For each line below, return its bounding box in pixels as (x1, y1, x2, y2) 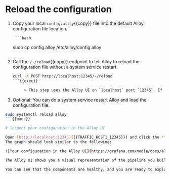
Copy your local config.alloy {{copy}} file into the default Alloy (12, 20, 144, 26)
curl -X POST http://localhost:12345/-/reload (12, 73, 113, 79)
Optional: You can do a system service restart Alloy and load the (12, 97, 147, 103)
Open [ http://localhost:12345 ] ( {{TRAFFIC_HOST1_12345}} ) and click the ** (5, 135, 166, 140)
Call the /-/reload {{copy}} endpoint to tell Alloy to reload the (12, 58, 140, 64)
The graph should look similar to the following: (5, 140, 112, 145)
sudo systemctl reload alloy (5, 112, 67, 117)
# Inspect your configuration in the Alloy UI (5, 125, 105, 131)
